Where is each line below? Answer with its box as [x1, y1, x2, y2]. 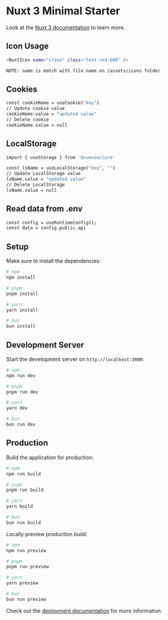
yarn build [6, 503, 33, 510]
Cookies [6, 84, 37, 94]
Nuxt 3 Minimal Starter [6, 4, 121, 18]
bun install [6, 323, 36, 329]
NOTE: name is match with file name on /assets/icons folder [6, 67, 161, 74]
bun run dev [6, 422, 36, 428]
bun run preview [6, 596, 46, 602]
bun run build [6, 519, 42, 525]
